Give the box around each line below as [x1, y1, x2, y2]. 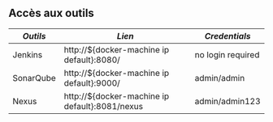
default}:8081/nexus [63, 100, 144, 111]
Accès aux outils [8, 6, 95, 20]
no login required [194, 48, 260, 60]
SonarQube [12, 72, 57, 83]
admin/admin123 [194, 95, 261, 107]
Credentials [204, 30, 251, 41]
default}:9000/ [63, 77, 120, 88]
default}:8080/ [63, 54, 120, 65]
